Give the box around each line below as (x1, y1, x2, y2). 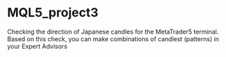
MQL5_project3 (7, 5, 98, 21)
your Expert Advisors (7, 42, 68, 50)
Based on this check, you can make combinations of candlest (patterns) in (7, 34, 220, 43)
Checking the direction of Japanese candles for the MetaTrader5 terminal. (7, 27, 219, 36)
